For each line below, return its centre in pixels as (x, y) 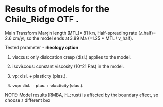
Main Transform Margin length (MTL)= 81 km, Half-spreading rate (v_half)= (81, 33)
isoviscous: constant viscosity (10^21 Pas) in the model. (68, 66)
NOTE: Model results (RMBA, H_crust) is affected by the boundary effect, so (82, 95)
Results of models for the (57, 9)
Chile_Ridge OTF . (42, 19)
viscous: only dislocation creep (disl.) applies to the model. (71, 57)
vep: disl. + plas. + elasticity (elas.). (48, 85)
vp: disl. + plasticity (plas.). (39, 76)
